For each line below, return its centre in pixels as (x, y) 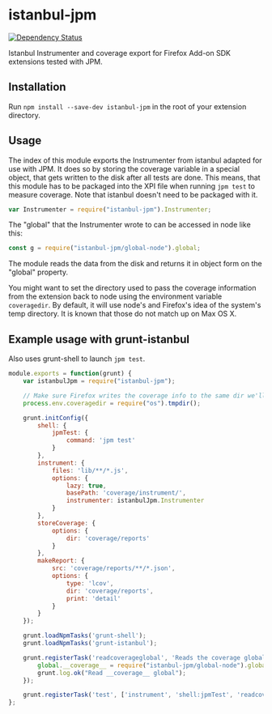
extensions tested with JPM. (55, 62)
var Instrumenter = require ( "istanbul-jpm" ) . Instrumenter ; (110, 209)
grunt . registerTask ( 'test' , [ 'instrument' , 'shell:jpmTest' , (128, 695)
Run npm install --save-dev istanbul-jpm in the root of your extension (127, 106)
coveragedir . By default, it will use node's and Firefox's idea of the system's (135, 305)
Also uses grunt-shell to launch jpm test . (77, 359)
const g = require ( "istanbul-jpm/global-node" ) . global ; (104, 249)
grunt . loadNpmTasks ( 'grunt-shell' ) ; (85, 636)
